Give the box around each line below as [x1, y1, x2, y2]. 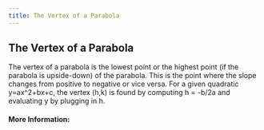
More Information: [8, 115, 70, 124]
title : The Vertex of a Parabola [8, 11, 120, 20]
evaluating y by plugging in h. [8, 97, 106, 106]
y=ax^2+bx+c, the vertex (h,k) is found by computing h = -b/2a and [8, 88, 230, 97]
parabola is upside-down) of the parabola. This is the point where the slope [8, 71, 257, 81]
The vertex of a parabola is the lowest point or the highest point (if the [8, 62, 239, 72]
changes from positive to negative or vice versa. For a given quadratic [8, 79, 239, 89]
